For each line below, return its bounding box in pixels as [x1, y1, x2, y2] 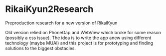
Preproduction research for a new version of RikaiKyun [5, 20, 118, 26]
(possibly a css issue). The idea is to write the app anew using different [5, 35, 152, 41]
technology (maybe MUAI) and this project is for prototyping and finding [5, 40, 154, 46]
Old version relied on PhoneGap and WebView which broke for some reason [5, 29, 161, 35]
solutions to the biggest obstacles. [5, 45, 76, 51]
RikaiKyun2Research [5, 3, 94, 15]
